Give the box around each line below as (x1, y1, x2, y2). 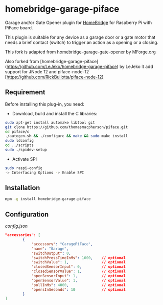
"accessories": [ (5, 233, 41, 238)
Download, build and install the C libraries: (12, 110, 98, 116)
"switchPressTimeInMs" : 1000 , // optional (31, 255, 126, 260)
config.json (5, 223, 28, 229)
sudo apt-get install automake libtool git (5, 120, 95, 125)
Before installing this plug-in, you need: (5, 101, 85, 107)
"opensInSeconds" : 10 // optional (31, 287, 126, 292)
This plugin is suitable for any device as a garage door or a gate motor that (5, 34, 156, 40)
